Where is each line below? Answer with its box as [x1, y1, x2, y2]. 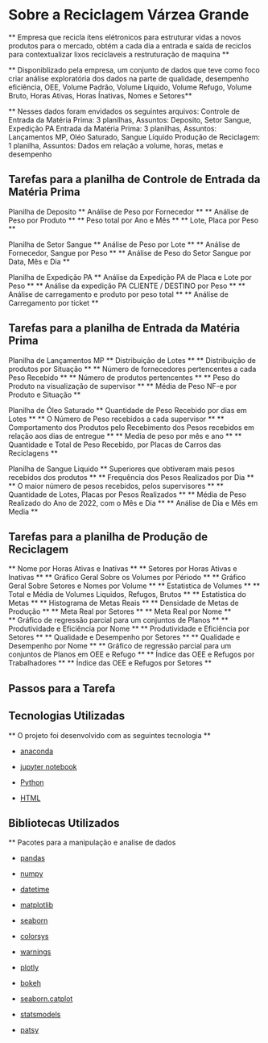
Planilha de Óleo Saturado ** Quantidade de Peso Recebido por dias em [8, 405, 247, 415]
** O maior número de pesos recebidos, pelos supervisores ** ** [8, 481, 224, 490]
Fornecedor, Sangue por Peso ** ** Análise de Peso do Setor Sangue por [8, 248, 252, 257]
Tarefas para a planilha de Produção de [8, 530, 208, 544]
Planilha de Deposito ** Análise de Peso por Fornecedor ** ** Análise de [8, 207, 249, 216]
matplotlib [19, 900, 54, 910]
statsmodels [19, 1010, 61, 1020]
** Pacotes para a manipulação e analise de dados [8, 837, 176, 848]
